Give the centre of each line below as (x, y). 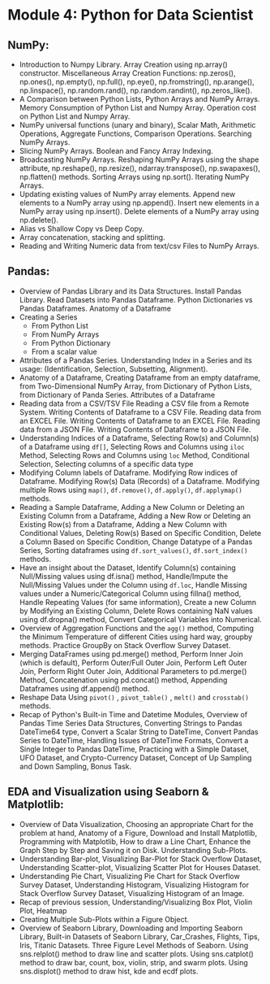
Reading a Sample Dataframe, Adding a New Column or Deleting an (132, 507)
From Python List (60, 325)
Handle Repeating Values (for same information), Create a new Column (138, 602)
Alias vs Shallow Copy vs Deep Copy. (82, 229)
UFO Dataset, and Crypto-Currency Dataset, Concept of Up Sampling (135, 757)
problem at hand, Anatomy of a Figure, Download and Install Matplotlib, (138, 833)
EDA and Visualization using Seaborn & (108, 792)
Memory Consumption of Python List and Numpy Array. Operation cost (138, 108)
